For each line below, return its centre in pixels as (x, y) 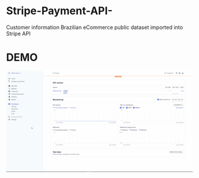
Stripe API (18, 33)
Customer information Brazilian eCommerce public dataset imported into (95, 27)
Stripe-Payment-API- (60, 11)
